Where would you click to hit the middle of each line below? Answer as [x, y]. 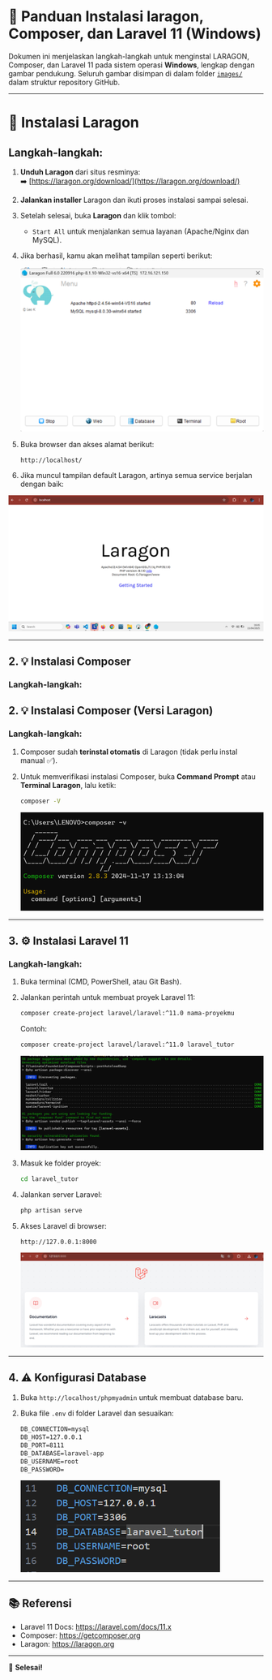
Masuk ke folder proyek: [60, 1163]
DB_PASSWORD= [42, 1469]
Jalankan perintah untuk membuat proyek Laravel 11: [108, 997]
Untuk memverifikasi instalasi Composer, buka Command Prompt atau [138, 776]
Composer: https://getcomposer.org [80, 1635]
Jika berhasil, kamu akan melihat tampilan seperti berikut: [116, 256]
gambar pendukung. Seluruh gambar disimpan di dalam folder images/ [125, 73]
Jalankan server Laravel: [61, 1195]
